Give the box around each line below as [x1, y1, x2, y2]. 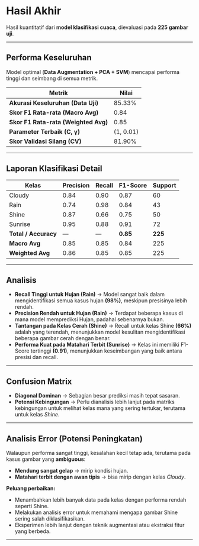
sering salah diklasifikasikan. [14, 515, 85, 522]
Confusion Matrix [6, 376, 72, 386]
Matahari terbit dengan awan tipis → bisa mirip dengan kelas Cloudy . [14, 473, 186, 480]
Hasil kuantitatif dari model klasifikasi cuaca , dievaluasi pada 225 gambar [6, 24, 188, 31]
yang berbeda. [14, 528, 51, 535]
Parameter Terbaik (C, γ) [9, 127, 80, 135]
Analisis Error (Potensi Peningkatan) [6, 434, 143, 444]
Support [152, 181, 176, 189]
